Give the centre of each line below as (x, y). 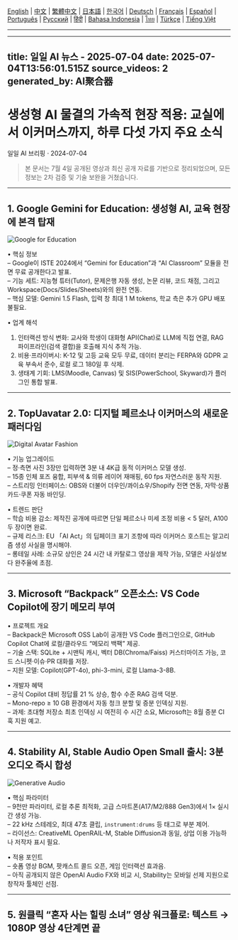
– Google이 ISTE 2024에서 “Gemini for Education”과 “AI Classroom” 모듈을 (114, 263)
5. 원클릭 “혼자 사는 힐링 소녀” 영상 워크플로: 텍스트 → (118, 915)
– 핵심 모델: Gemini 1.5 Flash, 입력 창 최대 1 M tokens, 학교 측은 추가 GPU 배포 (117, 298)
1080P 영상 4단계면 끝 (54, 928)
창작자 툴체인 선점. (33, 883)
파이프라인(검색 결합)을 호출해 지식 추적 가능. (79, 347)
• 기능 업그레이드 (31, 458)
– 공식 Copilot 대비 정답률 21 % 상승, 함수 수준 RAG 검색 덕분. (93, 694)
